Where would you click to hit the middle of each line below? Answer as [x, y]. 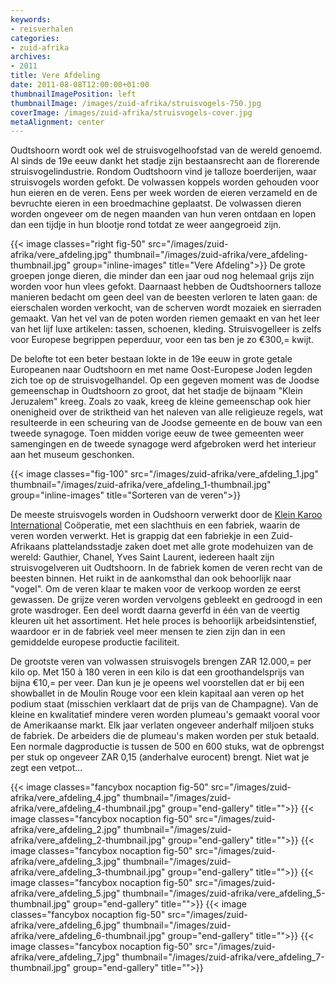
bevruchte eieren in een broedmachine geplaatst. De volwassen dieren [156, 203]
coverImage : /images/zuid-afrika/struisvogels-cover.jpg [131, 112]
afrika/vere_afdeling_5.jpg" [65, 893]
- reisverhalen [42, 29]
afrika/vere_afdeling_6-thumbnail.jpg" [88, 936]
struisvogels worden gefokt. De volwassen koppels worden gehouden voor [165, 182]
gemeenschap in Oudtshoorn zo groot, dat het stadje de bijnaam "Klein [156, 391]
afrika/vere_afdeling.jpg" [61, 255]
